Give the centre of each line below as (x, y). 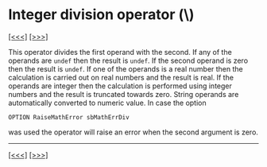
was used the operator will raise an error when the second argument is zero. (133, 132)
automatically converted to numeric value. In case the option (107, 103)
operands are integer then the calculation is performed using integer (120, 86)
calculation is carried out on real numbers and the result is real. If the (121, 77)
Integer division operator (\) (101, 15)
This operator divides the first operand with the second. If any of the (120, 52)
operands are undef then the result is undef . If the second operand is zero (128, 60)
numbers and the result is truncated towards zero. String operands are (124, 94)
